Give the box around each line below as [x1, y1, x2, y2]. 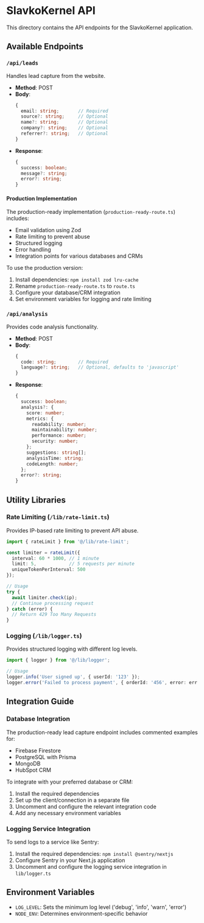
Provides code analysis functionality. [6, 323, 99, 330]
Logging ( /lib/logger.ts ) [6, 632, 82, 640]
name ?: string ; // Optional [21, 119, 108, 126]
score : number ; [26, 409, 65, 416]
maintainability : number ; [31, 427, 97, 433]
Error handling [15, 246, 51, 253]
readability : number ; [31, 421, 86, 427]
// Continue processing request [12, 600, 94, 606]
